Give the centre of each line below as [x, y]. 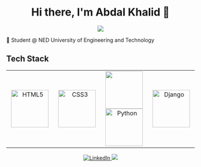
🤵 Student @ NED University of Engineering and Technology [80, 40]
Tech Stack [28, 59]
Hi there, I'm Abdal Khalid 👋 [100, 12]
